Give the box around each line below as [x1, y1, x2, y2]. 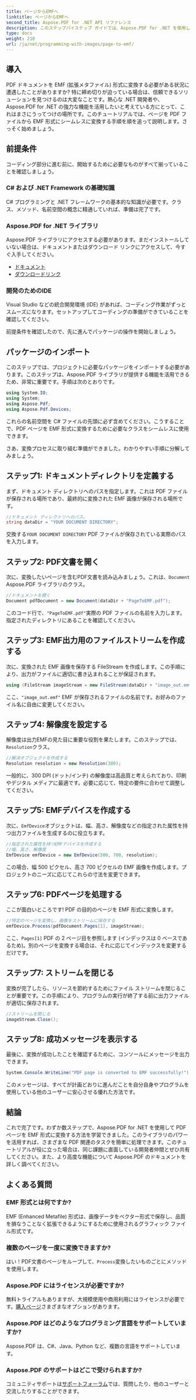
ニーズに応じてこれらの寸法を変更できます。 [36, 871, 143, 878]
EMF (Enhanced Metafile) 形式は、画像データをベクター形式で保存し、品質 [6, 1212, 185, 1220]
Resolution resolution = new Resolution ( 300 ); [6, 761, 121, 767]
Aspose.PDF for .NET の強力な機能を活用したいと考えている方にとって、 [6, 103, 180, 110]
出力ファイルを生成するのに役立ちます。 [10, 829, 108, 836]
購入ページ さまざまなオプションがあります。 [15, 1303, 123, 1310]
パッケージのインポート [6, 347, 90, 357]
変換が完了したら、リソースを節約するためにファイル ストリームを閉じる [6, 985, 181, 992]
